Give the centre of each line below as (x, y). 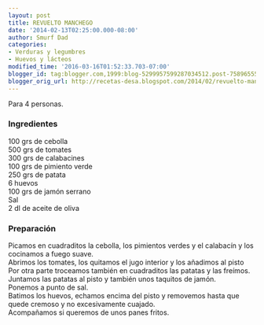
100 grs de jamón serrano (50, 191)
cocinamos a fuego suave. (51, 254)
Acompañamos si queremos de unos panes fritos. (89, 312)
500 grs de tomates (40, 150)
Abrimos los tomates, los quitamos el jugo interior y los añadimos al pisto (126, 262)
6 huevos (23, 183)
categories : (27, 45)
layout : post (29, 15)
